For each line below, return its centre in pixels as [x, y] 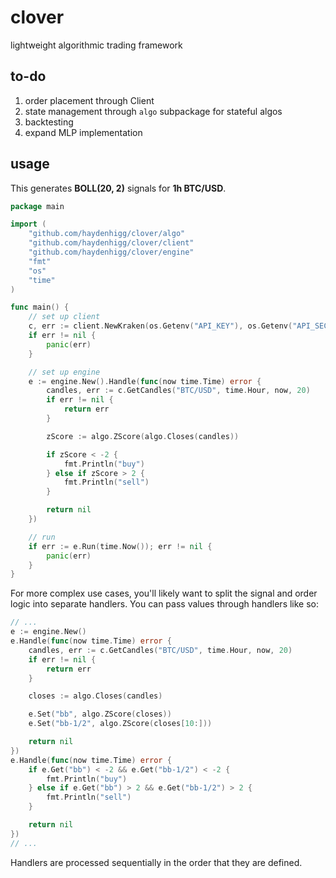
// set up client [64, 317]
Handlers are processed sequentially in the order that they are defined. [156, 862]
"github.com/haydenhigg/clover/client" [111, 243]
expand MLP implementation [83, 132]
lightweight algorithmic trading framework [96, 45]
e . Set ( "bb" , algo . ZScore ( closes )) [100, 714]
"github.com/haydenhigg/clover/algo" [107, 234]
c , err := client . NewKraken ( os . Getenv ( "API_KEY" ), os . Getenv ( [160, 326]
